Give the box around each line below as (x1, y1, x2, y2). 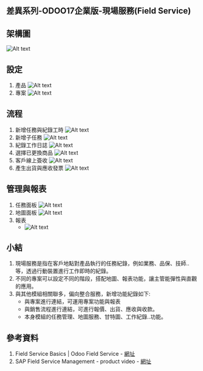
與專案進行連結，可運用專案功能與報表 (24, 298, 121, 305)
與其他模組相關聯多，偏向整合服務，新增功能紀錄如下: (15, 290, 151, 298)
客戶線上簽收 (15, 156, 48, 164)
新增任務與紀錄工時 (15, 126, 64, 133)
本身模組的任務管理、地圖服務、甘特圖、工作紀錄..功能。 (24, 313, 166, 320)
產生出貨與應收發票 (15, 164, 64, 171)
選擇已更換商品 (15, 149, 53, 156)
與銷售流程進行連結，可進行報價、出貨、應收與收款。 (24, 306, 158, 313)
